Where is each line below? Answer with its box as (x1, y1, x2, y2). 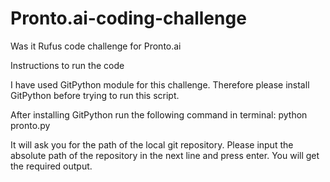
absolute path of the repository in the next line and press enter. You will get (10, 149, 320, 161)
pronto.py (10, 119, 51, 131)
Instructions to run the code (10, 59, 125, 71)
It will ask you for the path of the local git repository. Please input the (10, 138, 294, 151)
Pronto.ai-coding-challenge (10, 7, 247, 30)
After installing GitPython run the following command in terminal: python (10, 108, 308, 121)
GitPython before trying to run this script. (10, 89, 180, 101)
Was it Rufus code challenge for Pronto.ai (10, 40, 182, 52)
